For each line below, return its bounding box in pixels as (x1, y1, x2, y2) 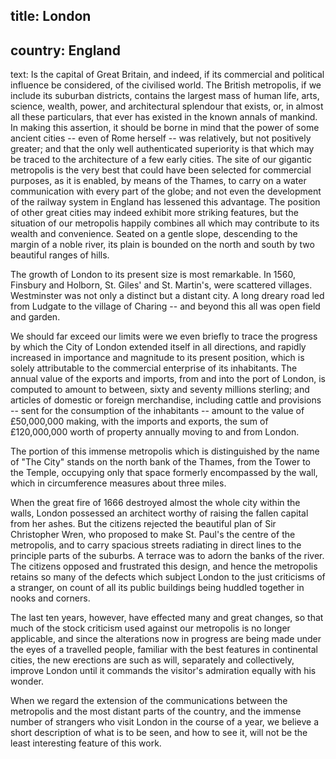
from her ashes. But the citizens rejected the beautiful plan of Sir (10, 518, 277, 530)
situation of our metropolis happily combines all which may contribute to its (10, 217, 320, 229)
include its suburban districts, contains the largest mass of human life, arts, (10, 90, 320, 102)
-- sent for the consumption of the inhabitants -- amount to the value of (10, 405, 305, 417)
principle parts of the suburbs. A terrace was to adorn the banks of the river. (10, 550, 325, 562)
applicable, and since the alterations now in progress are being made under (10, 633, 322, 645)
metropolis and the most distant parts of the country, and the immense (10, 705, 302, 718)
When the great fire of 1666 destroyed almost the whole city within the (10, 497, 301, 509)
